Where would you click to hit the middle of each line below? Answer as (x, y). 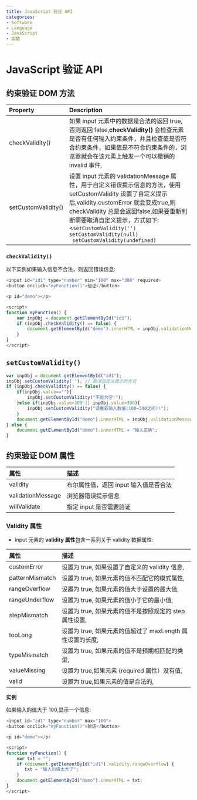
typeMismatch (29, 655)
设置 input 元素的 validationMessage (119, 176)
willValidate (25, 507)
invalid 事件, (86, 165)
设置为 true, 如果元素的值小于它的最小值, (117, 600)
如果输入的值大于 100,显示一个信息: (49, 710)
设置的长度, (83, 640)
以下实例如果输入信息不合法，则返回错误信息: (61, 269)
